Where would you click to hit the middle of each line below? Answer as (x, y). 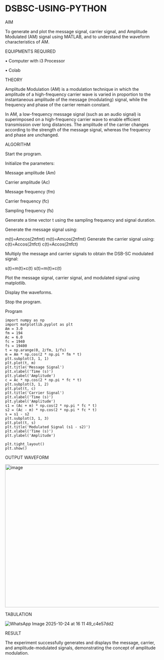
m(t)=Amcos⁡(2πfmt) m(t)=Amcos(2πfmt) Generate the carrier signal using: (80, 239)
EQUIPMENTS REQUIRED (31, 51)
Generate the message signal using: (41, 229)
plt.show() (16, 448)
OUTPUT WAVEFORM (27, 457)
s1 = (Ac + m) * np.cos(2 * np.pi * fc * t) (51, 406)
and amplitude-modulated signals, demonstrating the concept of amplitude (81, 648)
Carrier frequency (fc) (27, 201)
